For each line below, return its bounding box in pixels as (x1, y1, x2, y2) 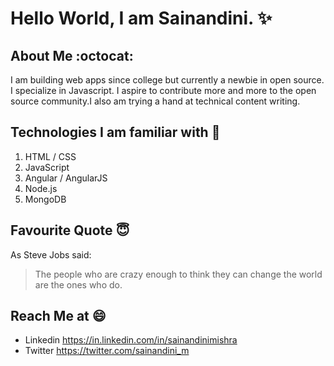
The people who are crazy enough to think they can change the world (34, 268, 323, 280)
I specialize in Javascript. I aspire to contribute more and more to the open (10, 85, 317, 96)
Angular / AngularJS (24, 172, 108, 184)
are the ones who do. (34, 278, 123, 291)
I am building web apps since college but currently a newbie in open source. (10, 74, 325, 86)
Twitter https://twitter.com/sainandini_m (24, 345, 190, 357)
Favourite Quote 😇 (10, 222, 130, 239)
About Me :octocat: (10, 47, 134, 64)
